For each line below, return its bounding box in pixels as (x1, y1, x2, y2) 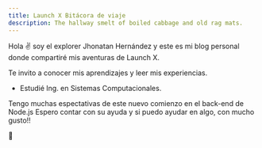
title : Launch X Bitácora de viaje (8, 11, 126, 20)
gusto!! (8, 116, 32, 125)
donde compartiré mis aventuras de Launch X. (8, 52, 160, 62)
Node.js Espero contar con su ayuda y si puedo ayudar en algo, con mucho (8, 107, 255, 116)
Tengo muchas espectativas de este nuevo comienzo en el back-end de (8, 98, 245, 108)
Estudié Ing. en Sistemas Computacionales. (19, 83, 162, 93)
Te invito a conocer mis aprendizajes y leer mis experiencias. (8, 68, 208, 78)
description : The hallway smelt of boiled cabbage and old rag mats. (8, 19, 244, 27)
